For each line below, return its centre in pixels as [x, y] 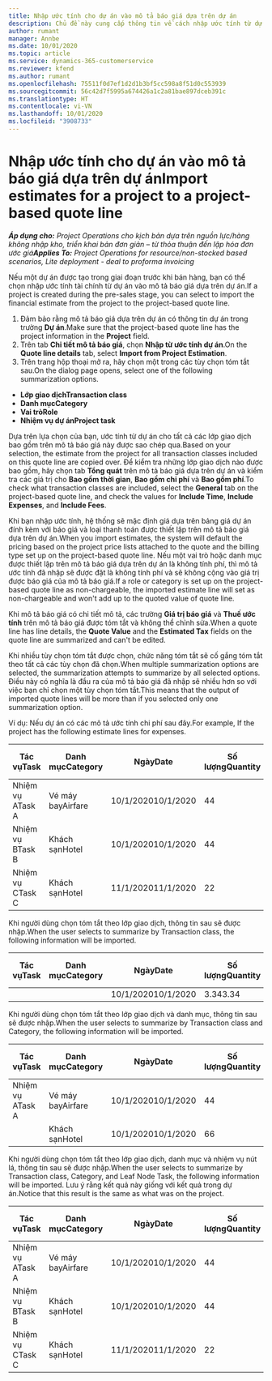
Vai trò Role [39, 412]
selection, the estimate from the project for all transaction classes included [133, 453]
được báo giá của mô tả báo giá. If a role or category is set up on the [121, 581]
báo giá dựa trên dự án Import [108, 179]
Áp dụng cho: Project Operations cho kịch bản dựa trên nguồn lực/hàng [129, 235]
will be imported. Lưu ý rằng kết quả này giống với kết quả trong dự [120, 1185]
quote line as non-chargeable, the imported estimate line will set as [143, 589]
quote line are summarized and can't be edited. [87, 639]
